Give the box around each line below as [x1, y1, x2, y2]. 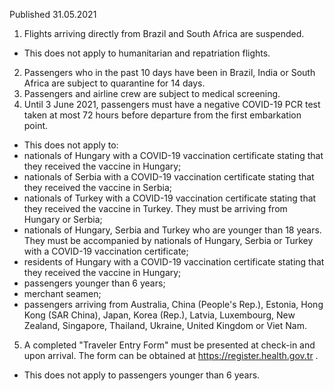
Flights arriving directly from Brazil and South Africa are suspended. [23, 28, 305, 39]
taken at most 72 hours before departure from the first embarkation [23, 109, 302, 121]
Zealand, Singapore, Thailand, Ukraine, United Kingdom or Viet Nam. [23, 320, 307, 331]
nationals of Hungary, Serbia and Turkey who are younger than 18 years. [23, 224, 322, 236]
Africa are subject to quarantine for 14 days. [23, 77, 206, 89]
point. [23, 120, 49, 131]
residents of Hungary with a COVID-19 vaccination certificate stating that [23, 256, 325, 268]
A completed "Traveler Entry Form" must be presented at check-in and [23, 339, 316, 351]
